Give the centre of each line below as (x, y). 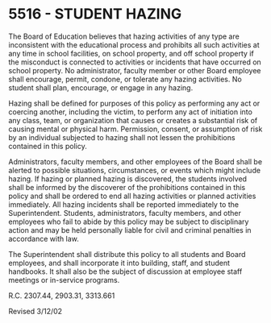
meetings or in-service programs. (64, 280)
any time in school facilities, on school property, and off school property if (131, 53)
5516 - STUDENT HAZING (95, 14)
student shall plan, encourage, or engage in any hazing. (101, 87)
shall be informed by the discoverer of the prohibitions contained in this (127, 187)
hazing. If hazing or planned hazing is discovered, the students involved (128, 179)
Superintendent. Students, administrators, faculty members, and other (125, 213)
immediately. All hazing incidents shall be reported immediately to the (124, 204)
